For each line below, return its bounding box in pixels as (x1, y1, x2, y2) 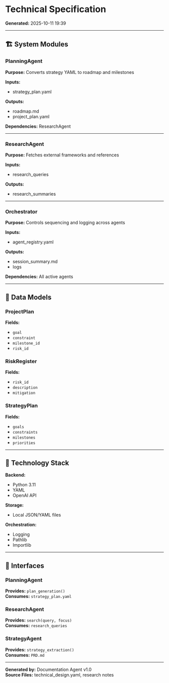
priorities (12, 440, 36, 446)
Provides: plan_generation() (5, 588, 65, 594)
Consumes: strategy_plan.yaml (5, 593, 72, 599)
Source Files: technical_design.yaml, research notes (5, 671, 114, 677)
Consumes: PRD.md (5, 652, 45, 658)
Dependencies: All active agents (5, 274, 73, 280)
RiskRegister (5, 358, 37, 365)
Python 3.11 (12, 482, 36, 488)
